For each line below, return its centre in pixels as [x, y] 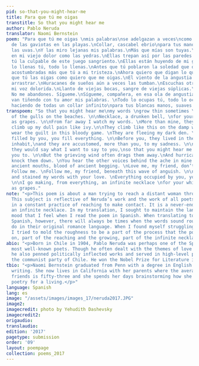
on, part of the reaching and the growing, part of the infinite [94, 238]
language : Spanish [29, 287]
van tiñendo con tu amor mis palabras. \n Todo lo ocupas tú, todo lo [99, 100]
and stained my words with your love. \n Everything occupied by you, [99, 177]
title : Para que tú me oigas [42, 17]
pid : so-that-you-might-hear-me [46, 12]
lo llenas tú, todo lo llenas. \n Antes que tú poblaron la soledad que [100, 67]
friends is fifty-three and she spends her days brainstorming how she [102, 276]
